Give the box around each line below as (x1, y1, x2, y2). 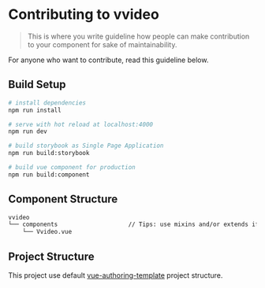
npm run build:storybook (8, 150, 90, 157)
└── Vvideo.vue (22, 228, 73, 236)
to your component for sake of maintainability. (27, 39, 177, 49)
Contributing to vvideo (8, 6, 159, 24)
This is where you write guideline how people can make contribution (27, 31, 250, 41)
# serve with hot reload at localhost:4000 (8, 120, 154, 128)
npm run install (8, 106, 62, 114)
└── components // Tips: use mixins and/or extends (8, 220, 248, 229)
